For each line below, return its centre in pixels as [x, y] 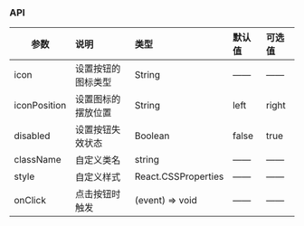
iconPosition [40, 106]
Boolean [152, 136]
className [38, 160]
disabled [32, 136]
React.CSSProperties [179, 176]
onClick [30, 201]
